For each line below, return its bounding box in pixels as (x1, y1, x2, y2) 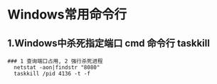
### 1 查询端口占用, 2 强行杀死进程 (7, 58, 103, 65)
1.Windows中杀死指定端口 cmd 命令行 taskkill (7, 37, 210, 49)
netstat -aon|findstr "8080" (14, 64, 100, 71)
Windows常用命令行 (7, 6, 127, 23)
